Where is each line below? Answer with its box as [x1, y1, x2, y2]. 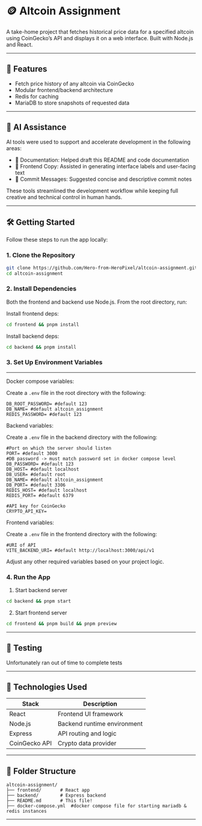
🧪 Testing [6, 643, 43, 653]
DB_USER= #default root [6, 471, 66, 477]
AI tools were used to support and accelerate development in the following [6, 138, 191, 145]
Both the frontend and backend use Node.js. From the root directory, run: [6, 298, 188, 305]
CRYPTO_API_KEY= [6, 508, 47, 514]
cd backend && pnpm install [6, 344, 77, 350]
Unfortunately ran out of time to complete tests [6, 659, 123, 666]
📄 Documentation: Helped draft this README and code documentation [14, 156, 189, 164]
